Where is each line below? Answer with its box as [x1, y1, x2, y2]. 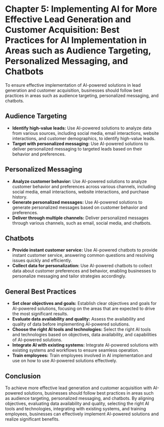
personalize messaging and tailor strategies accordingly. [12, 273, 126, 279]
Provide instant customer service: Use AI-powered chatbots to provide [12, 247, 158, 253]
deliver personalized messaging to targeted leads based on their [12, 146, 142, 151]
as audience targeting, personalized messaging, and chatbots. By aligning [5, 396, 154, 401]
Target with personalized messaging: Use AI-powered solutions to [12, 141, 148, 147]
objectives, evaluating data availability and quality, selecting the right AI [5, 401, 149, 406]
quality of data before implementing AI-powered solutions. [12, 321, 130, 327]
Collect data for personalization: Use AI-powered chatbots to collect [12, 263, 153, 269]
